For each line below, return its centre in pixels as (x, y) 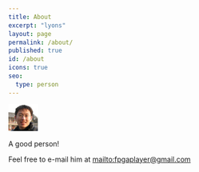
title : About (30, 17)
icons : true (28, 68)
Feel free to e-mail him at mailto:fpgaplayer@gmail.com (99, 159)
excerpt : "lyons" (37, 25)
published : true (35, 51)
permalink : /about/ (41, 42)
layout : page (30, 34)
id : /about (26, 59)
